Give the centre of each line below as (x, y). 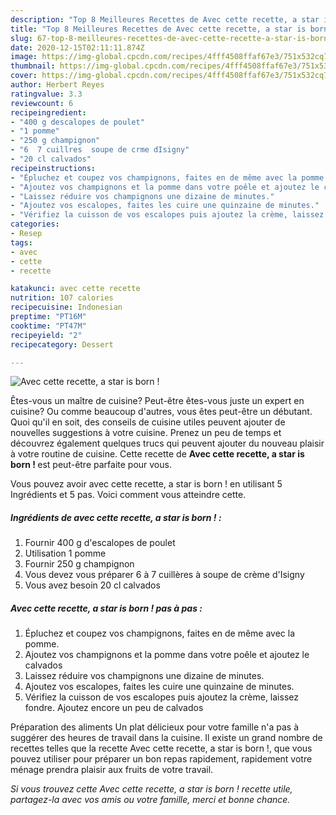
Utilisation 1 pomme (65, 553)
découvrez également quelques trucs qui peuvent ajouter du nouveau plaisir (167, 443)
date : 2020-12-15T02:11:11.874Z (77, 47)
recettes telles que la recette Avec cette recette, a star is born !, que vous (161, 748)
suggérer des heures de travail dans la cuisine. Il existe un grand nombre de (166, 738)
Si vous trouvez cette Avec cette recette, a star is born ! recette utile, (151, 789)
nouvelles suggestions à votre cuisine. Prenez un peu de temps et (146, 433)
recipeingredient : (48, 112)
